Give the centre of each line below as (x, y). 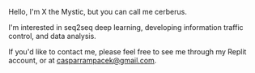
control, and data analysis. (53, 36)
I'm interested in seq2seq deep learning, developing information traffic (126, 27)
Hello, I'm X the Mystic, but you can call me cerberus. (98, 12)
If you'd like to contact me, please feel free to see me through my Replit (127, 52)
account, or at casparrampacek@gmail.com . (83, 60)
